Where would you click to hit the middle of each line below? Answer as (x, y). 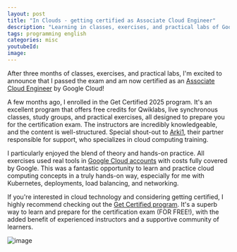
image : (17, 54)
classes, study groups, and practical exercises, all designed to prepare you (116, 116)
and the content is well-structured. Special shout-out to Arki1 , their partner (116, 132)
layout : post (26, 14)
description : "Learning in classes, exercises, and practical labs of (113, 27)
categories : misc (33, 40)
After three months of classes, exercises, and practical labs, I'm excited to (115, 73)
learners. (20, 227)
